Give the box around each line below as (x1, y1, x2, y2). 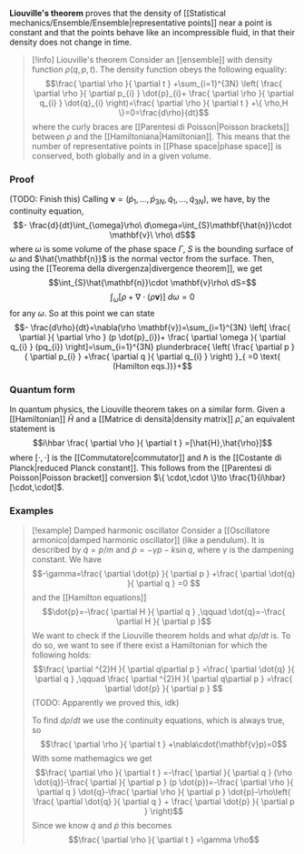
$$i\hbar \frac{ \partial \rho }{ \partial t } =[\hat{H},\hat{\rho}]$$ (32, 437, 273, 448)
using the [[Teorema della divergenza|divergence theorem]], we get (9, 263, 263, 274)
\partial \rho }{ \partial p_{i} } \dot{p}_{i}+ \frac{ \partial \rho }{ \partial (33, 88, 295, 98)
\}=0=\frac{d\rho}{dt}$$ (118, 107, 210, 117)
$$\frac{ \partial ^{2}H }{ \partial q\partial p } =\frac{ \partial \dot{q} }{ (33, 664, 295, 675)
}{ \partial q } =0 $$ (126, 578, 201, 589)
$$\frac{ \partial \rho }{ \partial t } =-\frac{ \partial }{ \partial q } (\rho (34, 768, 293, 779)
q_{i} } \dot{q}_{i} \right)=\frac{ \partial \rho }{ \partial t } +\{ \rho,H (39, 97, 289, 108)
